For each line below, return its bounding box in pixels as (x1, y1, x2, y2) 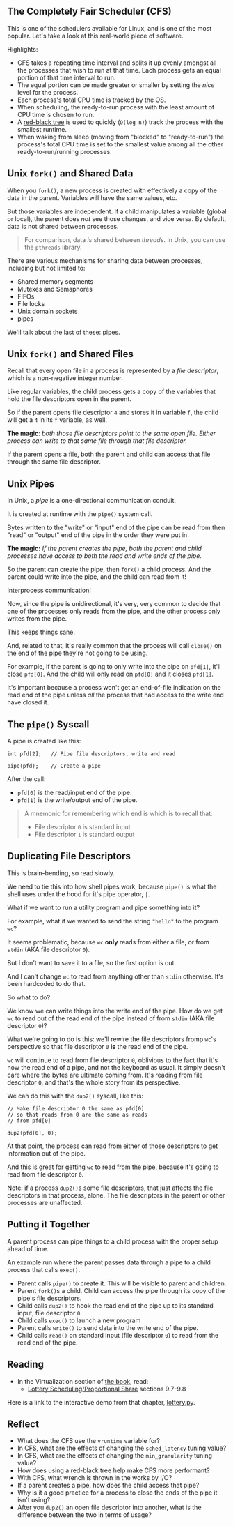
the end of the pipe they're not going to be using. (7, 649, 148, 658)
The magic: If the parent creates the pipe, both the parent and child (7, 544, 202, 553)
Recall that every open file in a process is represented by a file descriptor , (7, 366, 219, 375)
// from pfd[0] (7, 1117, 51, 1124)
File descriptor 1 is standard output (34, 830, 135, 839)
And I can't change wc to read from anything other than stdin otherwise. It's (7, 972, 224, 981)
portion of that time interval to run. (17, 73, 116, 82)
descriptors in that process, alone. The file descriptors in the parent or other (7, 1191, 225, 1199)
